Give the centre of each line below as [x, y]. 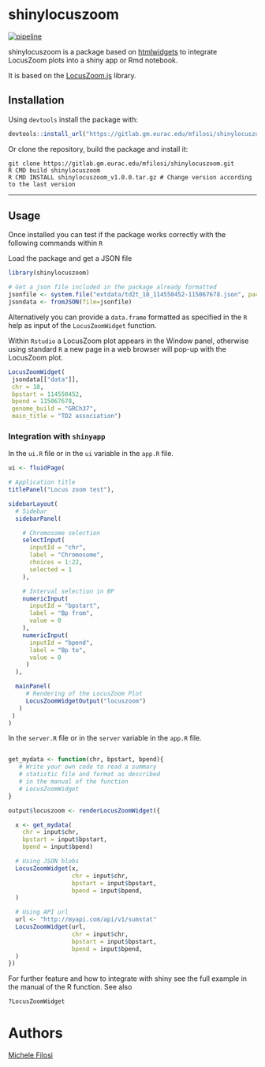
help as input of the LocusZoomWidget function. [82, 325]
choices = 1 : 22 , [56, 563]
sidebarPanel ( [38, 518]
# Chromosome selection [62, 533]
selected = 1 [50, 569]
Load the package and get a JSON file [70, 258]
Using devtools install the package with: [73, 119]
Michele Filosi [31, 1055]
